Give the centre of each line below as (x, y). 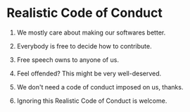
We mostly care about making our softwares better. (91, 32)
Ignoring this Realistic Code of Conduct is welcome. (92, 101)
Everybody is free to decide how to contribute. (84, 46)
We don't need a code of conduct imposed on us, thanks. (100, 87)
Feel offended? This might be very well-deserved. (89, 73)
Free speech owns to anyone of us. (68, 60)
